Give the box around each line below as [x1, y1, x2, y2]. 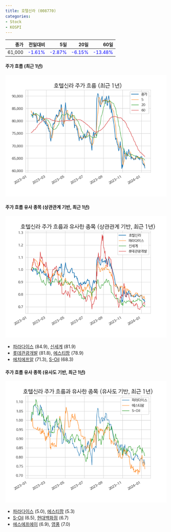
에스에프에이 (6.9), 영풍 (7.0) [12, 521, 71, 527]
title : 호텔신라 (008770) [5, 8, 56, 13]
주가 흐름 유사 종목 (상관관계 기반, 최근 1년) [5, 204, 90, 210]
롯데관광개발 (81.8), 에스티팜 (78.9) [12, 350, 84, 356]
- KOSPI [5, 25, 22, 30]
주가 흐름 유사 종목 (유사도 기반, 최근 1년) [5, 369, 86, 375]
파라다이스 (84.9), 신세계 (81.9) [12, 343, 76, 350]
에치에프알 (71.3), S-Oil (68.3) [12, 356, 74, 362]
